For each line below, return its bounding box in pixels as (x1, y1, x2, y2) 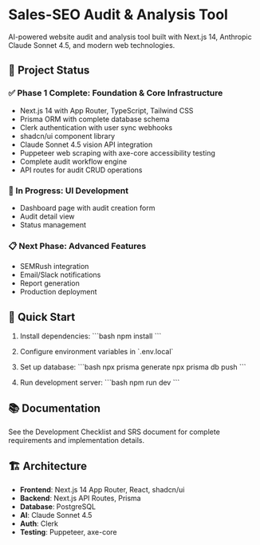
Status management (19, 219, 86, 229)
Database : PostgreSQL (19, 501, 97, 511)
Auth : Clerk (19, 519, 58, 528)
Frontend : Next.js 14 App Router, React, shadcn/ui (19, 484, 185, 494)
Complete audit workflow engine (19, 156, 128, 166)
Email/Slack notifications (19, 270, 101, 280)
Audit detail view (19, 211, 75, 221)
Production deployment (19, 287, 97, 297)
